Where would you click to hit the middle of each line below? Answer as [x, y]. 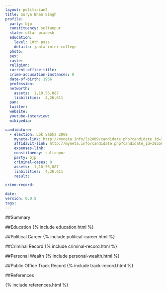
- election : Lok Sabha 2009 [39, 134]
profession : [22, 84]
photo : [16, 51]
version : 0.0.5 [21, 199]
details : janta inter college [45, 47]
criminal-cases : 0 [33, 162]
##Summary [18, 217]
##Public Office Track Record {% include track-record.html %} [69, 265]
